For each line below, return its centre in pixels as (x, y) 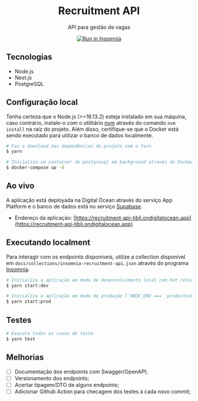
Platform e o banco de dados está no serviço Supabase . (74, 206)
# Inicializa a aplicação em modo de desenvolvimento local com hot (92, 280)
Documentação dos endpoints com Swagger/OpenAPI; (81, 372)
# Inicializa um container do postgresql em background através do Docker (100, 162)
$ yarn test (21, 339)
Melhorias (25, 357)
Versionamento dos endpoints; (52, 378)
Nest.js (23, 77)
